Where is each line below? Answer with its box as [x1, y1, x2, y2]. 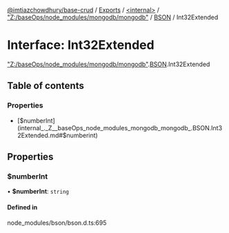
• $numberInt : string [7, 188, 69, 196]
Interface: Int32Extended [7, 37, 155, 53]
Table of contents [7, 80, 84, 92]
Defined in [7, 203, 38, 211]
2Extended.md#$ [17, 131, 67, 139]
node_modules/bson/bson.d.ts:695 [7, 219, 107, 227]
